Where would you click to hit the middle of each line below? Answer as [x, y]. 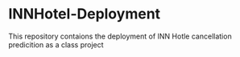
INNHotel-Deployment [85, 14]
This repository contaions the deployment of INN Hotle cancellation [120, 36]
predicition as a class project [56, 44]
